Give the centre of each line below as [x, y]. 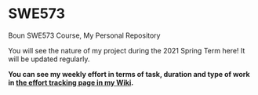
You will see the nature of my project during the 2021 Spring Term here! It [127, 50]
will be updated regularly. [49, 59]
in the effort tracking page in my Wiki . [71, 82]
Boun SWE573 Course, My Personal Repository [84, 35]
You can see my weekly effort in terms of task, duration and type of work [129, 74]
